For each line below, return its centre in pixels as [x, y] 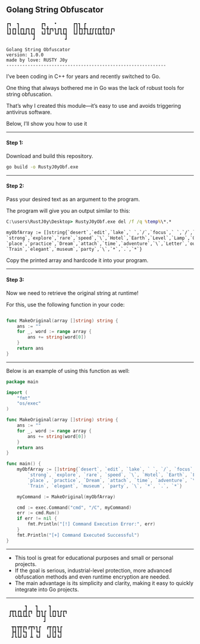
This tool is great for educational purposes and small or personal [94, 558]
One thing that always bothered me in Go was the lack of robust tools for [95, 88]
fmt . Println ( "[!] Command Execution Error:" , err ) [92, 524]
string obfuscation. [29, 94]
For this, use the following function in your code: [65, 304]
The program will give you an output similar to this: [68, 211]
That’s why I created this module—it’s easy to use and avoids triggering [94, 105]
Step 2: [15, 186]
